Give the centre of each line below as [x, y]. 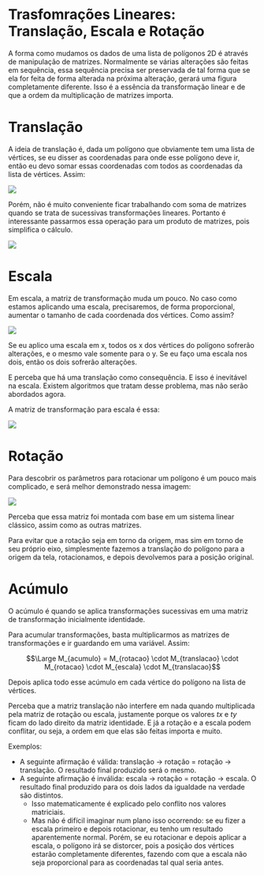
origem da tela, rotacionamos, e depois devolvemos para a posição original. [131, 557]
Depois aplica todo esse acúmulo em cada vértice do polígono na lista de [127, 682]
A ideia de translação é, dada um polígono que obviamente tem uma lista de [131, 149]
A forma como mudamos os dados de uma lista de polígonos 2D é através [128, 53]
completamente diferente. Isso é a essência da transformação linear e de [127, 87]
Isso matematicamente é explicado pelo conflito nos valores [129, 803]
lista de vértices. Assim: [47, 174]
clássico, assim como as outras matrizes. [75, 525]
